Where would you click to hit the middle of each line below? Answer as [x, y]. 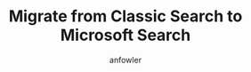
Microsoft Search [125, 35]
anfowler [125, 60]
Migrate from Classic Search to [125, 16]
